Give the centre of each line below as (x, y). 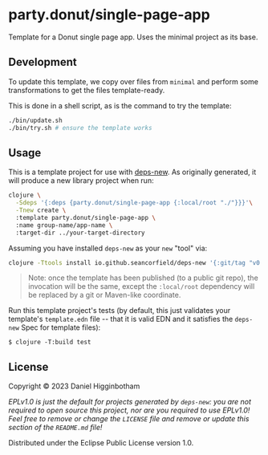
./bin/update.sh (35, 120)
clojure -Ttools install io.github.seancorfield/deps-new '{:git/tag (127, 262)
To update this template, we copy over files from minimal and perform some (134, 81)
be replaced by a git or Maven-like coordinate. (104, 295)
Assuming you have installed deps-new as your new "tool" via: (108, 248)
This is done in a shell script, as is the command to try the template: (120, 105)
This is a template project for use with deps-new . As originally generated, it (132, 172)
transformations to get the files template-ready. (87, 90)
